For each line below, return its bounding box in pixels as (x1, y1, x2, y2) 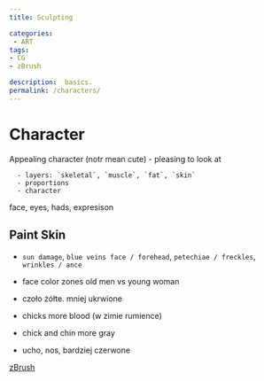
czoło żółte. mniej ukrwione (21, 293, 122, 304)
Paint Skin (9, 228, 66, 243)
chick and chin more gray (21, 327, 115, 338)
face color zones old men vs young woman (21, 276, 180, 286)
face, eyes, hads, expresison (9, 201, 114, 213)
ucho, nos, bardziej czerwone (21, 345, 131, 355)
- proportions (17, 178, 69, 187)
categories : (9, 28, 53, 38)
